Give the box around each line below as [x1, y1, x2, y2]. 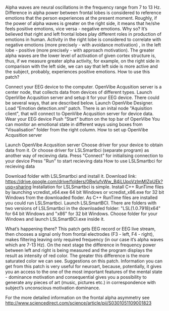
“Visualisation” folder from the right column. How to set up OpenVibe [5, 127, 148, 133]
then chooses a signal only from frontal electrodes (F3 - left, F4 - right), [5, 231, 154, 237]
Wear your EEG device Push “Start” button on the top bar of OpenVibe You [5, 116, 160, 122]
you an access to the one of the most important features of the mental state [5, 269, 162, 275]
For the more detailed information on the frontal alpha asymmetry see [5, 295, 150, 300]
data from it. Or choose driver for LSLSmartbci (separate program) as [5, 147, 149, 153]
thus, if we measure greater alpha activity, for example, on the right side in [5, 58, 160, 64]
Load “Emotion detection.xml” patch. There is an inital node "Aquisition [5, 106, 152, 111]
